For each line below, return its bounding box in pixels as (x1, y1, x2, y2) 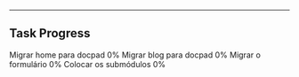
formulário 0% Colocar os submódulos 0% (9, 58, 166, 69)
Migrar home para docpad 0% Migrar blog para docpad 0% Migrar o (9, 50, 261, 60)
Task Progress (9, 26, 91, 41)
